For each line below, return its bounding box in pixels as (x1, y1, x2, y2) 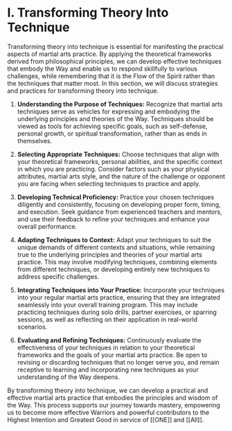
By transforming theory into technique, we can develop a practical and (7, 386, 208, 394)
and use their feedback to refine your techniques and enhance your (17, 214, 211, 223)
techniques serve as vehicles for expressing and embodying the (17, 107, 201, 116)
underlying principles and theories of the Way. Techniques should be (17, 114, 214, 122)
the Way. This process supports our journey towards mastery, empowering (7, 401, 220, 409)
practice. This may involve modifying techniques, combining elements (17, 257, 217, 266)
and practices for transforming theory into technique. (7, 86, 159, 95)
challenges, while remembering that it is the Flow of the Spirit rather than (7, 71, 215, 80)
